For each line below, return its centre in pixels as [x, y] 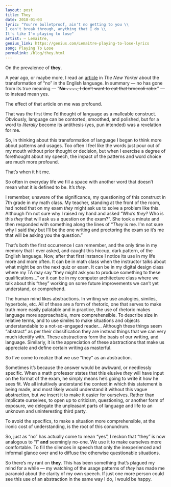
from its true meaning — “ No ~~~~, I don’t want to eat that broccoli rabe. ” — [85, 88]
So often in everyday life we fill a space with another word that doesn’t [79, 181]
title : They [18, 15]
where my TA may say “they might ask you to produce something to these [83, 272]
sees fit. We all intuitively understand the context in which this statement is [84, 384]
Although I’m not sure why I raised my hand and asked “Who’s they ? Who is [85, 213]
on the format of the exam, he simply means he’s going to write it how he [82, 378]
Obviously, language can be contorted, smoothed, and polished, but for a [82, 119]
